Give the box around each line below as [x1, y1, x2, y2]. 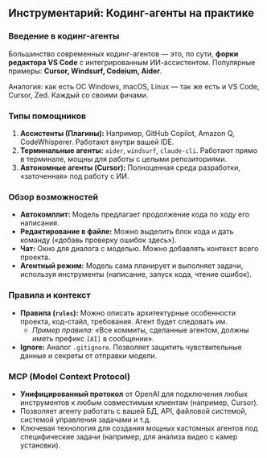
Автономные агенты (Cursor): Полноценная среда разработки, [19, 163, 241, 172]
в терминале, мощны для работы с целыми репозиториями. [19, 154, 228, 163]
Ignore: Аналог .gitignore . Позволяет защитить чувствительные [19, 342, 243, 352]
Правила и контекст [8, 290, 91, 301]
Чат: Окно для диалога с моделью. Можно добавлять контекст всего [19, 244, 259, 254]
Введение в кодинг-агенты [8, 31, 120, 42]
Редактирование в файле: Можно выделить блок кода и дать [19, 227, 234, 237]
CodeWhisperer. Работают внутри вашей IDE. [19, 137, 175, 146]
